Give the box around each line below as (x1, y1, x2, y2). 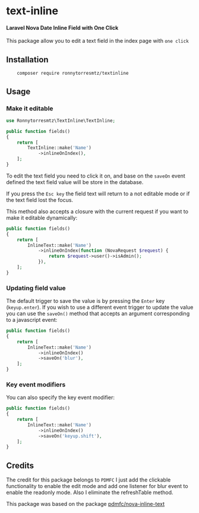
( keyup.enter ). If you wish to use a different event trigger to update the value (6, 304, 194, 311)
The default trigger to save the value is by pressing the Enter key (6, 297, 165, 305)
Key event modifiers (6, 380, 66, 388)
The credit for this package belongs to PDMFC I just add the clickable (6, 476, 171, 483)
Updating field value (6, 284, 66, 292)
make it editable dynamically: (6, 214, 78, 221)
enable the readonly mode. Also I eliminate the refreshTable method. (6, 489, 173, 496)
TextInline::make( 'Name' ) (27, 145, 92, 151)
